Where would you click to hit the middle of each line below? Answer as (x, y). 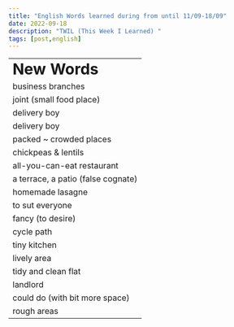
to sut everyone (42, 206)
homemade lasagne (50, 192)
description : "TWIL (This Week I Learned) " (85, 31)
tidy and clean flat (47, 272)
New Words (56, 69)
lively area (32, 259)
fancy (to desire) (44, 219)
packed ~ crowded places (62, 139)
